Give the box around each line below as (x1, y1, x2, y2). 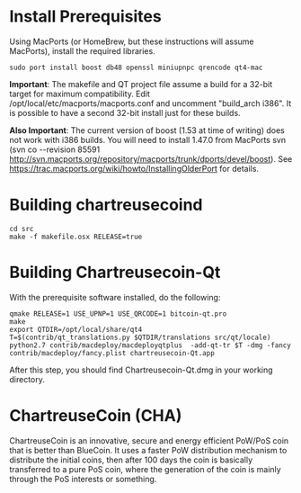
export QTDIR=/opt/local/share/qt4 (9, 325, 143, 334)
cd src (9, 224, 34, 233)
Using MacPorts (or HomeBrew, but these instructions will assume (9, 36, 254, 47)
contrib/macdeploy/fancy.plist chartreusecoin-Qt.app (9, 348, 216, 357)
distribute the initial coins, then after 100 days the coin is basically (9, 454, 253, 465)
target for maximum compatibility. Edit (9, 88, 151, 99)
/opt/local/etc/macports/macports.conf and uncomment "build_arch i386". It (9, 97, 292, 109)
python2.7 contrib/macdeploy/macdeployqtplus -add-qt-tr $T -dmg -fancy (9, 340, 292, 350)
